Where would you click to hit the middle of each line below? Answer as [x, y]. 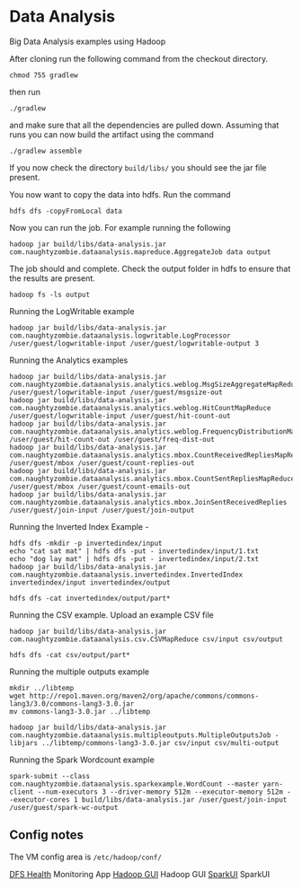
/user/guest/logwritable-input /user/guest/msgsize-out [116, 392]
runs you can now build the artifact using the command [111, 134]
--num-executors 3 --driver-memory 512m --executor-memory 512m [160, 792]
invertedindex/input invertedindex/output [90, 582]
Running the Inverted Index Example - [79, 526]
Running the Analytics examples [69, 360]
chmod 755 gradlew [44, 75]
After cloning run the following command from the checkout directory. [138, 58]
